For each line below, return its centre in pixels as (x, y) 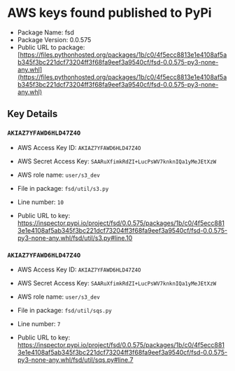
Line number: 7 (39, 323)
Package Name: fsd (46, 32)
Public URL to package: (51, 47)
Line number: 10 (41, 202)
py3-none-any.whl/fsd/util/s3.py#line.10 (75, 238)
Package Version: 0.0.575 (54, 39)
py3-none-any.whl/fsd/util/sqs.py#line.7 (75, 360)
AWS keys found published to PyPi (109, 13)
